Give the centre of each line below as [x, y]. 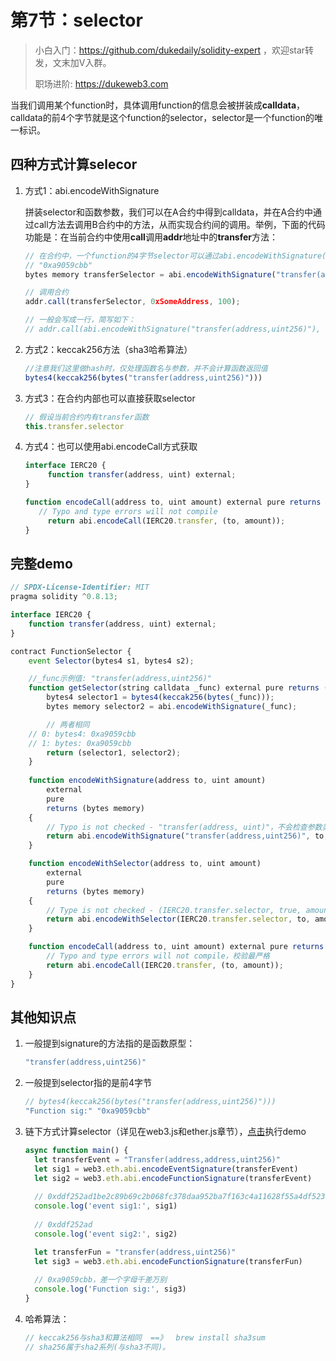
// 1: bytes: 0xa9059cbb [80, 743]
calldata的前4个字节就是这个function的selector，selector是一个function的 [162, 117]
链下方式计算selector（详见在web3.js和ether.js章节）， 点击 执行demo [165, 1131]
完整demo [41, 563]
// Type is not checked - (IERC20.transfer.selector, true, [174, 910]
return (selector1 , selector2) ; [114, 752]
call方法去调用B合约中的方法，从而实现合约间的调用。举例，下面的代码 [179, 224]
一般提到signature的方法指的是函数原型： [110, 1043]
